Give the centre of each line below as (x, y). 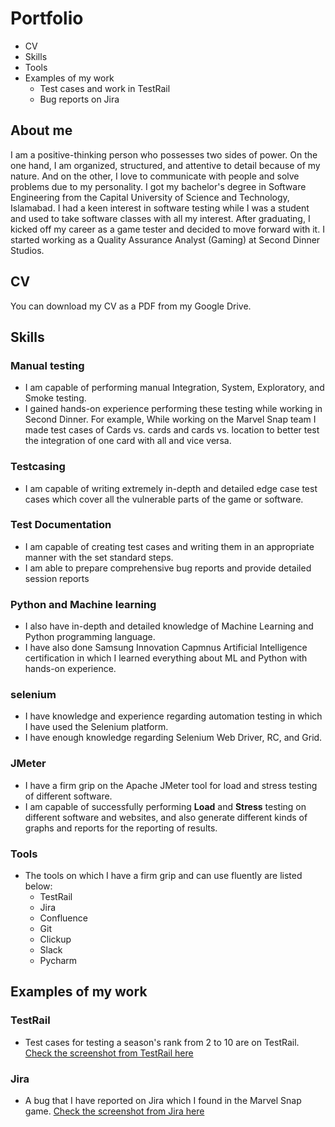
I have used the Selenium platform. (96, 727)
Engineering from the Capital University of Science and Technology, (150, 197)
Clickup (55, 939)
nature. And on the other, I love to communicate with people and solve (155, 176)
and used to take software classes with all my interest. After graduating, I (160, 218)
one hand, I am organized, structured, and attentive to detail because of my (165, 165)
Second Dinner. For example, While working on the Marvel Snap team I (170, 419)
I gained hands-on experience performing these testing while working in (173, 409)
